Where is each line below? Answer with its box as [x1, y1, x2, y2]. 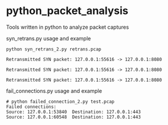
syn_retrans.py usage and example [6, 35, 91, 42]
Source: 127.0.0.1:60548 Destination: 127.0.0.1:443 [6, 114, 141, 120]
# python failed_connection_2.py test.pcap [6, 99, 115, 104]
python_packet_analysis [6, 4, 129, 18]
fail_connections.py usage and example [6, 87, 102, 94]
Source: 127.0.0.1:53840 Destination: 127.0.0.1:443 [6, 109, 141, 115]
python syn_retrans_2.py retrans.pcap [6, 46, 101, 52]
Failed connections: [6, 104, 57, 110]
